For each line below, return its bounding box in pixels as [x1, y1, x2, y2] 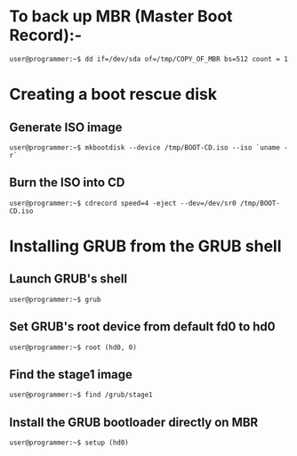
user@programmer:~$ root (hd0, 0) [9, 343, 138, 352]
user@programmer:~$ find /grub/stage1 [9, 390, 153, 400]
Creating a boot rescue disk [9, 85, 218, 104]
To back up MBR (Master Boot [9, 6, 233, 27]
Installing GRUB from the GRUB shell [9, 236, 282, 256]
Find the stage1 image [9, 367, 133, 382]
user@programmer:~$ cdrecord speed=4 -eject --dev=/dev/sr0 [9, 199, 237, 208]
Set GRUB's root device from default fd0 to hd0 [9, 319, 276, 335]
